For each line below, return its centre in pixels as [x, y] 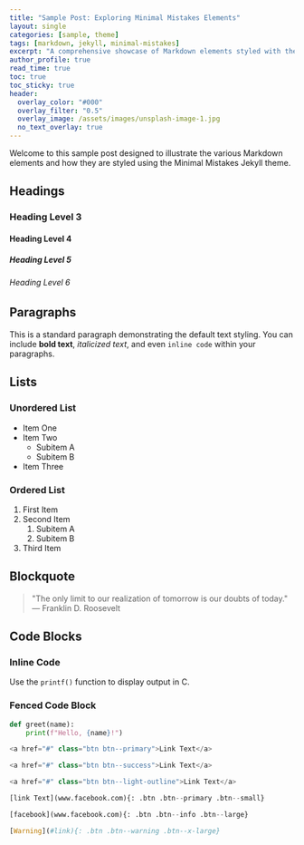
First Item [40, 510]
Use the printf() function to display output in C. [100, 682]
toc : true [28, 77]
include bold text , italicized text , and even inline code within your [133, 344]
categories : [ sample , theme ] [64, 34]
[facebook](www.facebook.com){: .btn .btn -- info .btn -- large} [129, 814]
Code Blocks [46, 637]
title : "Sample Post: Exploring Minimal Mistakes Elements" [125, 18]
